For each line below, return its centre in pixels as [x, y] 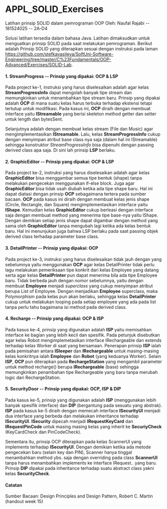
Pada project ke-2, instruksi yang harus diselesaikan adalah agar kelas [78, 173]
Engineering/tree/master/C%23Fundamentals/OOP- [58, 59]
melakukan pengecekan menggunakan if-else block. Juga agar [70, 183]
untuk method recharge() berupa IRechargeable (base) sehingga [72, 367]
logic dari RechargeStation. [33, 377]
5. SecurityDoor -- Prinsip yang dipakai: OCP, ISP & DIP [63, 389]
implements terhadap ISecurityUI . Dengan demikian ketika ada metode [78, 447]
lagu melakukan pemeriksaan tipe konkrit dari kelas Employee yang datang [82, 270]
